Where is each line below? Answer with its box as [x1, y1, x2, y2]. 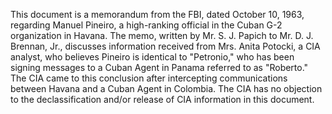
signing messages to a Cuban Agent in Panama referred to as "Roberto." [10, 62, 309, 73]
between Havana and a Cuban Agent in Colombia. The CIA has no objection [10, 83, 323, 94]
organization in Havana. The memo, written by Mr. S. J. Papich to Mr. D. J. [10, 30, 314, 41]
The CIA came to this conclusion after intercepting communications [10, 72, 288, 84]
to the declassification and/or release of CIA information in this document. [10, 94, 315, 105]
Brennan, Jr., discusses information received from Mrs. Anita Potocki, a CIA [10, 40, 321, 52]
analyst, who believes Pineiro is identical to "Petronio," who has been [10, 51, 295, 63]
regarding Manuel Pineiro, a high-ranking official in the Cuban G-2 [10, 19, 283, 31]
